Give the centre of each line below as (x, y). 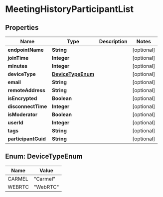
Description (113, 42)
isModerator (23, 114)
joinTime (18, 58)
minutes (18, 66)
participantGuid (27, 139)
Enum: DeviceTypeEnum (44, 156)
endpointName (26, 50)
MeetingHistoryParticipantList (69, 9)
